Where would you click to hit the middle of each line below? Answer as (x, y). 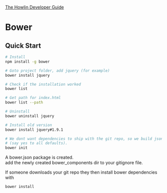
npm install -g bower (28, 62)
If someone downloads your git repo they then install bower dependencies (81, 172)
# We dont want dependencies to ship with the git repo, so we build (79, 139)
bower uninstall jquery (30, 116)
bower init (16, 148)
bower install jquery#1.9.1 (34, 130)
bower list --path (24, 102)
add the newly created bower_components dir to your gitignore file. (74, 163)
